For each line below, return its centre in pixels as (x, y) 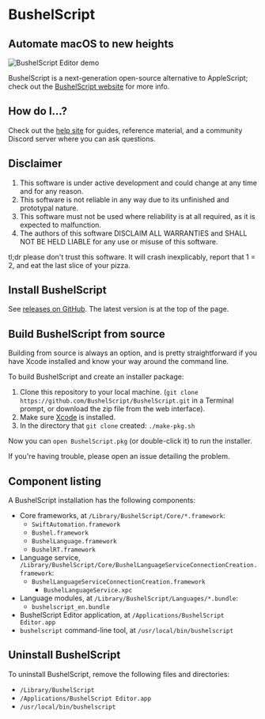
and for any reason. (51, 191)
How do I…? (38, 111)
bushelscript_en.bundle (71, 607)
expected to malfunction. (60, 225)
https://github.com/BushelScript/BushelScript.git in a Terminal (127, 400)
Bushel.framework (60, 533)
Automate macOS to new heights (91, 44)
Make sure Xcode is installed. (68, 418)
